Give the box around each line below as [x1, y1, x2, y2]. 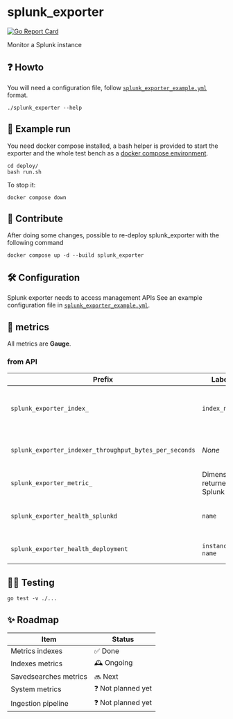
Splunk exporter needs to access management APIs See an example [7, 294, 202, 302]
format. [7, 91, 28, 99]
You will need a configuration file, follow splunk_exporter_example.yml [7, 83, 207, 92]
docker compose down [7, 194, 67, 201]
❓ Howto [7, 62, 44, 74]
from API [7, 357, 38, 366]
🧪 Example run [7, 123, 71, 135]
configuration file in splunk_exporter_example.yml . [7, 301, 150, 310]
